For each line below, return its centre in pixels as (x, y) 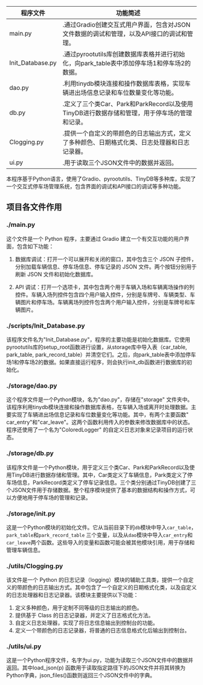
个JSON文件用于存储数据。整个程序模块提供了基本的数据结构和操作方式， (98, 490)
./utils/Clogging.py (35, 566)
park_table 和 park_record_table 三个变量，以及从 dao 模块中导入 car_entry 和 (100, 535)
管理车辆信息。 (25, 550)
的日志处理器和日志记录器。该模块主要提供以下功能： (72, 595)
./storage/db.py (30, 453)
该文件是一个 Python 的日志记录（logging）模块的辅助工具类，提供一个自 (97, 580)
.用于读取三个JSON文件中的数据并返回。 (120, 163)
